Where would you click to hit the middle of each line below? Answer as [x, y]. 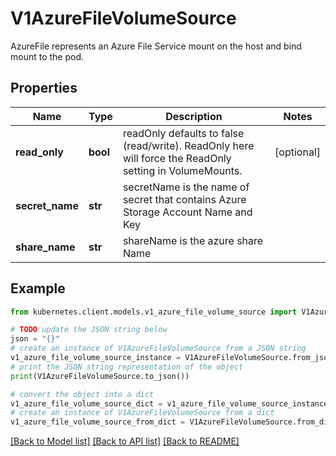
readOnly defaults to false [183, 133]
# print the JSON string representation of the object [127, 367]
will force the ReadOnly [177, 158]
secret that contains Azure [184, 199]
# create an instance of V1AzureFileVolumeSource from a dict [142, 413]
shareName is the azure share [193, 240]
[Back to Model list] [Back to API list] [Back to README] [125, 441]
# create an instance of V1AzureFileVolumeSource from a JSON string [158, 348]
